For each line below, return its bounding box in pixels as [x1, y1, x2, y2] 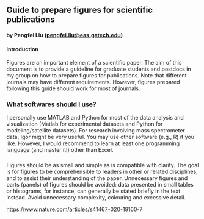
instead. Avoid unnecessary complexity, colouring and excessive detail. [6, 194, 186, 201]
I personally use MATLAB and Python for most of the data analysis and [6, 114, 184, 121]
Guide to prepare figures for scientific [6, 5, 153, 15]
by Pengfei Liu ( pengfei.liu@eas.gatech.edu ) [6, 31, 123, 38]
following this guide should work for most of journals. [6, 85, 140, 92]
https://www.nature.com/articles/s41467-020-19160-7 [6, 206, 143, 213]
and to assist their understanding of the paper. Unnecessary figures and [6, 174, 188, 182]
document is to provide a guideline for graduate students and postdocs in [6, 65, 191, 73]
